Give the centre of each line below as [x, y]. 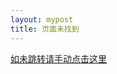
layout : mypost [42, 19]
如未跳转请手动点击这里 [58, 58]
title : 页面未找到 [45, 29]
